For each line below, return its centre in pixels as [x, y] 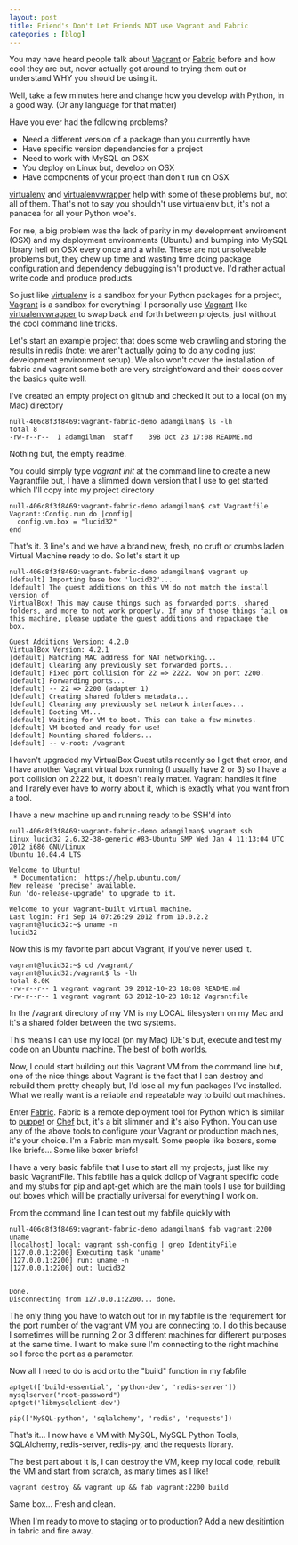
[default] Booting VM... [55, 712]
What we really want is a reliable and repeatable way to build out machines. [147, 1095]
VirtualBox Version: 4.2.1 [59, 650]
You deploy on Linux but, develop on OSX [98, 168]
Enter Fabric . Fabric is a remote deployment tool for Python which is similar [147, 1112]
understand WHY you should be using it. [83, 78]
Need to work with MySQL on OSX [85, 159]
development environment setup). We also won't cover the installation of [142, 360]
